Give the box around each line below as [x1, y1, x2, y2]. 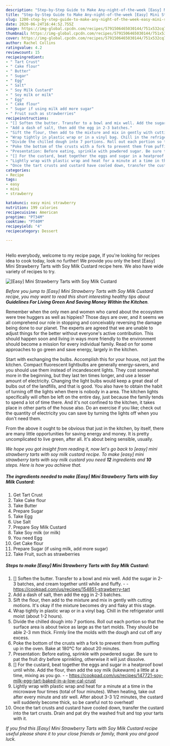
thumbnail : [6, 31, 29, 36]
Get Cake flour [13, 540, 43, 546]
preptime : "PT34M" [6, 214, 44, 219]
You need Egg [13, 535, 42, 541]
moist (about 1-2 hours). [13, 613, 64, 619]
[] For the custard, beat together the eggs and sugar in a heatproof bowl [13, 661, 163, 667]
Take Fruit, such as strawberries [13, 551, 80, 557]
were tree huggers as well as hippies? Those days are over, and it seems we [6, 314, 164, 320]
